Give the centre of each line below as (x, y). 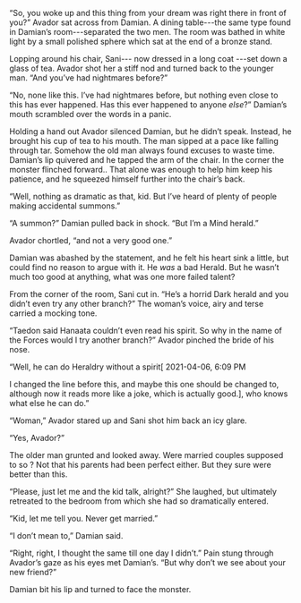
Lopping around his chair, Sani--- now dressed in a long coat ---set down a (149, 59)
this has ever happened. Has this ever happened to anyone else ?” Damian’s (148, 105)
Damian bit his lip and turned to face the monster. (100, 589)
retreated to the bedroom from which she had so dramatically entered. (139, 501)
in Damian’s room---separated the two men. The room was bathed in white (147, 32)
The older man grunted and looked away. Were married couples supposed (146, 455)
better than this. (39, 474)
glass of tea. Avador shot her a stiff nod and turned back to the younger (142, 68)
